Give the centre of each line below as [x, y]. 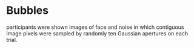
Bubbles [28, 10]
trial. [12, 40]
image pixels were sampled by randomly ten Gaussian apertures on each [97, 33]
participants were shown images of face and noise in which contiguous [95, 27]
